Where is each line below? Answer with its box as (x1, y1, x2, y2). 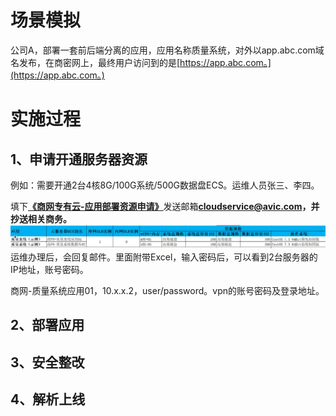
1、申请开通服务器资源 (10, 151, 148, 168)
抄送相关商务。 (10, 212, 72, 225)
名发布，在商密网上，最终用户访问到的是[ (10, 56, 181, 68)
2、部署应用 (10, 317, 85, 334)
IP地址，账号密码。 (10, 263, 89, 275)
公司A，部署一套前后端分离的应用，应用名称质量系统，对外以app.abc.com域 (10, 44, 325, 56)
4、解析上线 (10, 391, 86, 408)
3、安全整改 (10, 354, 85, 371)
